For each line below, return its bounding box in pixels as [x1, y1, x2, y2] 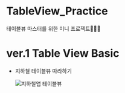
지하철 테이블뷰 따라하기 [14, 67, 72, 74]
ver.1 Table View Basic [6, 46, 120, 60]
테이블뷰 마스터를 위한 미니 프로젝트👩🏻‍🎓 [6, 25, 101, 32]
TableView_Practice [6, 4, 108, 18]
